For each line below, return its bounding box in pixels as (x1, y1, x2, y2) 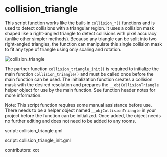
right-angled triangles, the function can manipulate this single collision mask (5, 41, 162, 47)
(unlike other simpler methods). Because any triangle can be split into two (5, 36, 157, 42)
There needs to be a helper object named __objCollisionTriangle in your (5, 107, 156, 113)
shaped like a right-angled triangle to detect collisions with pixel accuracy (5, 30, 157, 36)
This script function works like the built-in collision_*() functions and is (5, 20, 155, 26)
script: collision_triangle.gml (5, 127, 63, 133)
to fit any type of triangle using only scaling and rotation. (5, 46, 122, 52)
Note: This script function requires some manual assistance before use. (5, 102, 152, 108)
